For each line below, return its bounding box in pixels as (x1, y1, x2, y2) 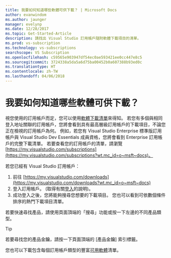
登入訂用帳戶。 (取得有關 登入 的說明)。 (12, 185, 93, 191)
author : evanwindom (5, 12, 47, 17)
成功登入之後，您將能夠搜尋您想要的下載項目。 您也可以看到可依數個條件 (12, 192, 166, 198)
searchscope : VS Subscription (5, 50, 70, 55)
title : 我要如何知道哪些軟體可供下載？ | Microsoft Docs (5, 7, 117, 13)
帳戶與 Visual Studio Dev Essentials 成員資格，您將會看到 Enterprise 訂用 (5, 134, 158, 140)
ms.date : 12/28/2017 (5, 26, 49, 32)
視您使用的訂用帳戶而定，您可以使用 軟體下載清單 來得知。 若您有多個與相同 (5, 115, 163, 121)
